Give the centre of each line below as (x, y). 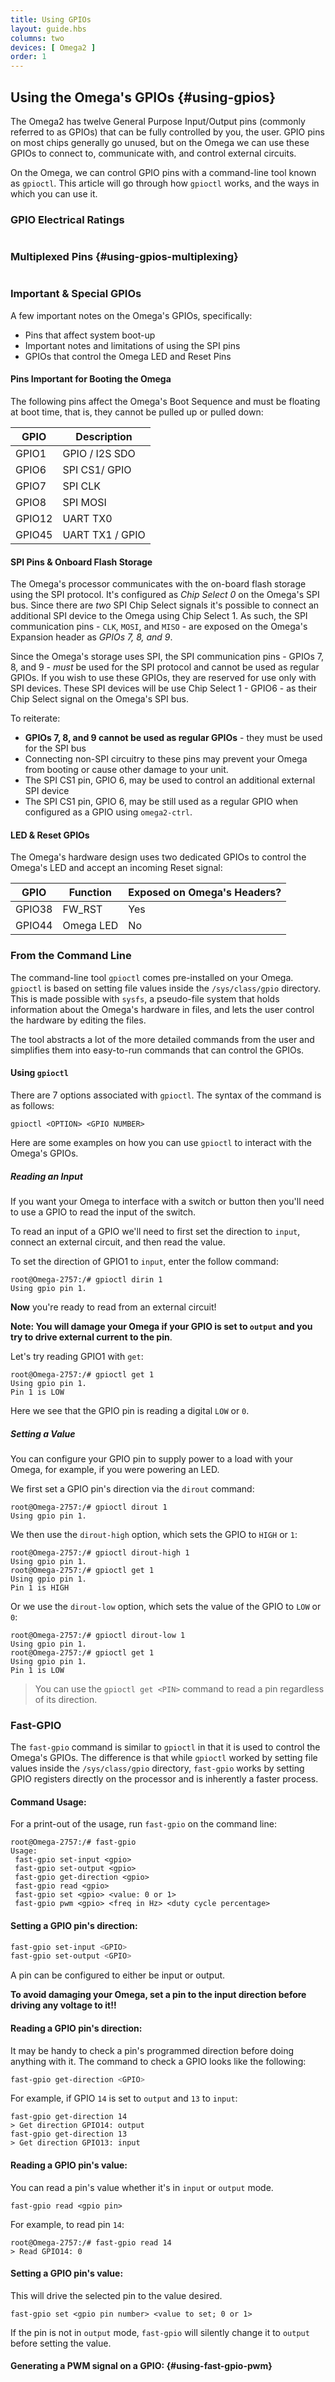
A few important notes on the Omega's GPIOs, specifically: (131, 315)
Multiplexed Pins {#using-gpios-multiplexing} (124, 257)
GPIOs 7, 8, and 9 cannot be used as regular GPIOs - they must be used (173, 738)
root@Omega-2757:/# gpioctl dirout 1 (89, 1507)
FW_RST (82, 909)
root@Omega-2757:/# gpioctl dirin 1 (86, 1279)
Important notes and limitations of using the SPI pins (132, 345)
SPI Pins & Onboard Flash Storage (81, 562)
